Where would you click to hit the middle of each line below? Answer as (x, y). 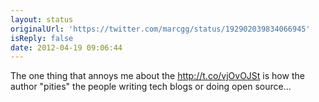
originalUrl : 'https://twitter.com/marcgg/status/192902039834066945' (160, 29)
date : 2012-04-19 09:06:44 (66, 47)
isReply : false (42, 38)
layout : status (42, 19)
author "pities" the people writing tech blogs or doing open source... (151, 87)
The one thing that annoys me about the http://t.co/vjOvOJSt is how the (157, 76)
